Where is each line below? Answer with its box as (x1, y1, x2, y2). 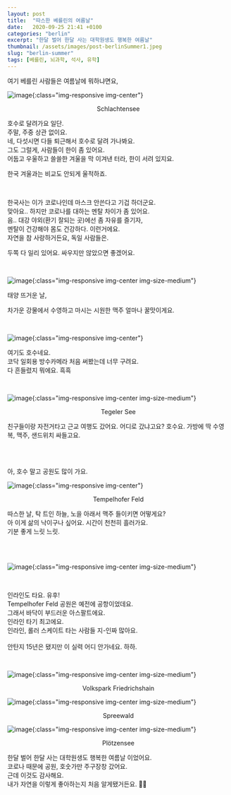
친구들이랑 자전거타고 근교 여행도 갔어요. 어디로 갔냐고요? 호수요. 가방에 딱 (7, 422, 211, 430)
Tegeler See (101, 407, 136, 416)
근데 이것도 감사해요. (7, 771, 64, 779)
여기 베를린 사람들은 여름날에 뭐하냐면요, (7, 76, 118, 85)
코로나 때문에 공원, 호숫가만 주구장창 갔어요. (7, 762, 128, 770)
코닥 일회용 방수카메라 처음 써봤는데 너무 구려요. (7, 357, 139, 365)
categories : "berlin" (7, 30, 71, 37)
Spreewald (103, 711, 134, 719)
